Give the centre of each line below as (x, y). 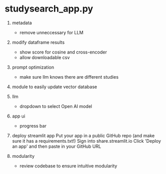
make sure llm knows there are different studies (69, 77)
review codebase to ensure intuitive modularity (68, 166)
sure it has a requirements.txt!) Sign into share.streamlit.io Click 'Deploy (87, 141)
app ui (19, 116)
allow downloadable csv (45, 57)
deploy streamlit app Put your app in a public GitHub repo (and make (83, 135)
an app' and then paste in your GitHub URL (57, 146)
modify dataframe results (38, 42)
